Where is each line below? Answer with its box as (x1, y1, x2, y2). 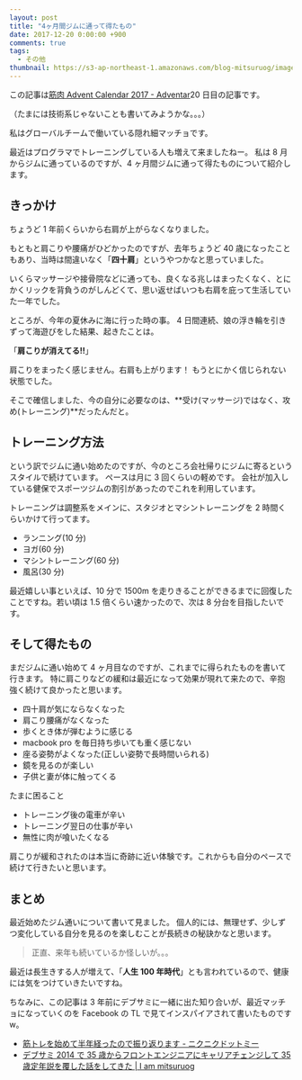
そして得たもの (9, 636, 93, 652)
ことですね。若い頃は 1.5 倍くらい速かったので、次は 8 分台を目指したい (9, 596, 277, 607)
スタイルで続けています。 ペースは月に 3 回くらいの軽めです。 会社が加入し (9, 472, 289, 482)
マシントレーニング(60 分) (22, 554, 120, 565)
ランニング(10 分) (22, 532, 87, 543)
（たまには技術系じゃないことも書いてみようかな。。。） (9, 108, 210, 119)
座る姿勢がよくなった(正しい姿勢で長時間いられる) (22, 749, 209, 760)
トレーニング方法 (9, 435, 104, 450)
